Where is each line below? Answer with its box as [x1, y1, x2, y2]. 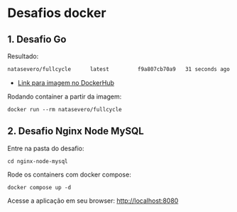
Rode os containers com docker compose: [7, 170, 131, 179]
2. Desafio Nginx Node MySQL [7, 125, 144, 138]
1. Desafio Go [7, 33, 67, 45]
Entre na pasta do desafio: [7, 144, 84, 152]
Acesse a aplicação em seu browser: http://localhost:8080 [7, 196, 179, 205]
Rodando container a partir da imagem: [7, 92, 122, 101]
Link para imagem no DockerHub [17, 78, 115, 87]
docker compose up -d [7, 184, 72, 191]
